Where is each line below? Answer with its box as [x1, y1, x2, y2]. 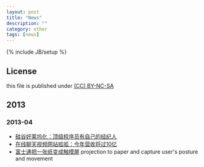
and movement [15, 155, 53, 162]
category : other [6, 26, 47, 32]
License [6, 66, 37, 76]
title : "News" [6, 15, 43, 21]
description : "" [6, 20, 47, 26]
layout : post [6, 9, 40, 15]
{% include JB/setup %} [6, 48, 67, 55]
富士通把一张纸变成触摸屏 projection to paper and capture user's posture [15, 147, 199, 155]
